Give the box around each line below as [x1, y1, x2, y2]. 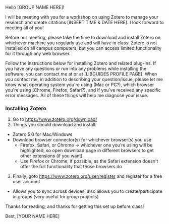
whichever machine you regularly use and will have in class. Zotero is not [5, 40, 157, 46]
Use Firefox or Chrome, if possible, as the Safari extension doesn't [20, 158, 158, 164]
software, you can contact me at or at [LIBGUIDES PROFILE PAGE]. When [5, 71, 157, 77]
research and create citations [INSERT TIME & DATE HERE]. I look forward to [5, 20, 164, 25]
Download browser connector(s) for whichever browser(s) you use [12, 137, 152, 143]
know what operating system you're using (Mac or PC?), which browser [5, 82, 154, 88]
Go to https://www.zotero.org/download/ [12, 116, 97, 122]
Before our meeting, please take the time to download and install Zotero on [5, 35, 161, 40]
